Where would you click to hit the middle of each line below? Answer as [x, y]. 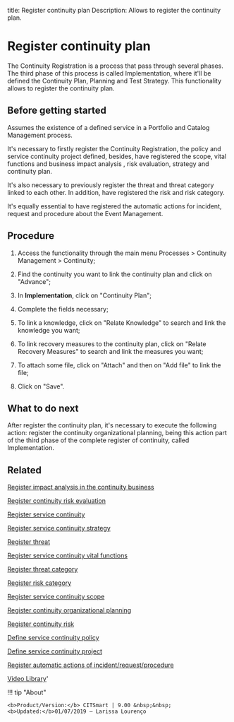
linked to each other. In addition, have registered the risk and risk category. [116, 192]
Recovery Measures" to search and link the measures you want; [110, 351]
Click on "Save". [41, 386]
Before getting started [57, 111]
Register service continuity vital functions [68, 556]
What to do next [43, 408]
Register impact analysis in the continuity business [81, 487]
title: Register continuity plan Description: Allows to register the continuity [114, 10]
